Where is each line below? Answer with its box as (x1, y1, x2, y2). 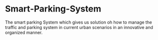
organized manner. (5, 29, 43, 35)
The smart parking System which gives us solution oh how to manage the (5, 19, 152, 25)
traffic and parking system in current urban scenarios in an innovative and (5, 24, 153, 30)
